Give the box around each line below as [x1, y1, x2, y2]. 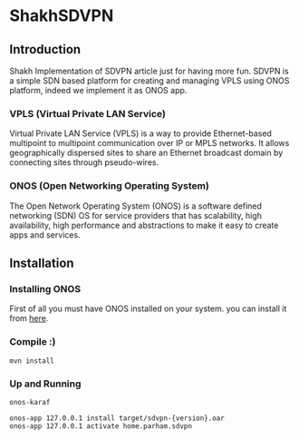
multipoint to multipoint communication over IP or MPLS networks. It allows [9, 138, 290, 149]
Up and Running [9, 377, 82, 390]
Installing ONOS [9, 282, 82, 295]
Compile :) [9, 336, 56, 348]
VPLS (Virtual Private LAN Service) [9, 107, 166, 120]
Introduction [9, 42, 82, 57]
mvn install [9, 356, 54, 366]
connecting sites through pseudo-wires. [9, 157, 159, 168]
